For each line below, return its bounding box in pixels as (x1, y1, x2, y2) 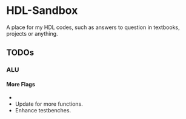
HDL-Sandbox (6, 4, 78, 18)
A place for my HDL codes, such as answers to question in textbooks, (6, 24, 180, 31)
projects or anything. (6, 30, 59, 37)
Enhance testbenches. (15, 107, 71, 114)
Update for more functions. (15, 100, 83, 108)
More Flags (6, 80, 35, 88)
